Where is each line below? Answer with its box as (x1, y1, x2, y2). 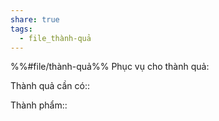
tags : (10, 24, 33, 34)
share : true (10, 14, 60, 25)
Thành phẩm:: (10, 99, 68, 111)
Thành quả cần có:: (10, 80, 90, 92)
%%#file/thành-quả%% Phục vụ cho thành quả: (10, 61, 210, 73)
